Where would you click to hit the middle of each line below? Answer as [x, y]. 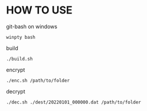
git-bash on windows [32, 26]
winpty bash [21, 37]
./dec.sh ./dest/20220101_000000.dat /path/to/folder [74, 102]
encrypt [16, 70]
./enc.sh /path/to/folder [38, 80]
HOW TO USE [39, 10]
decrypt [16, 91]
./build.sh [19, 59]
